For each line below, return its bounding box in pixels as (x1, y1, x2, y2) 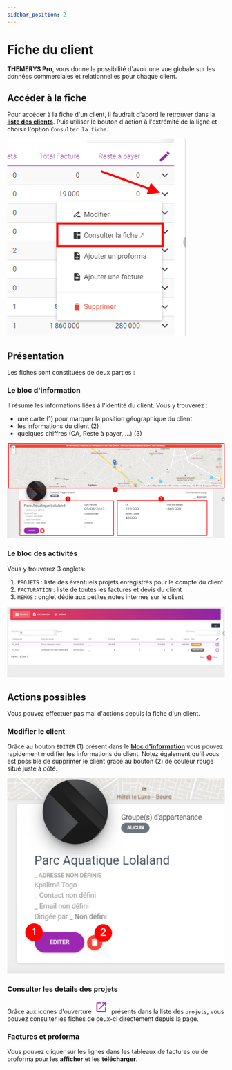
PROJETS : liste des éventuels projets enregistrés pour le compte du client (17, 578, 223, 586)
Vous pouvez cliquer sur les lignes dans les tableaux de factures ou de (7, 1048, 209, 1055)
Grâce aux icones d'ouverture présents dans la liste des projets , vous (7, 1007, 224, 1015)
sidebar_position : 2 (7, 11, 67, 18)
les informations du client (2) (17, 422, 99, 430)
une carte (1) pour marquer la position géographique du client (17, 415, 193, 423)
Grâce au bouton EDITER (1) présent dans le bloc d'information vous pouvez (7, 742, 224, 750)
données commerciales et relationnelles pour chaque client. (7, 72, 177, 80)
